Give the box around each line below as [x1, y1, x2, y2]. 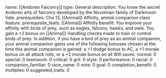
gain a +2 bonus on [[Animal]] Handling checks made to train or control [5, 31, 152, 36]
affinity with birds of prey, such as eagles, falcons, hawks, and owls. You [5, 25, 155, 31]
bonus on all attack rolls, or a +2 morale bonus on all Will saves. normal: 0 [5, 51, 157, 57]
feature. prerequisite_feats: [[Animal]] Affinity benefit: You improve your [5, 20, 153, 26]
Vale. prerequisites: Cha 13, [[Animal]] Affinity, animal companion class [5, 15, 151, 20]
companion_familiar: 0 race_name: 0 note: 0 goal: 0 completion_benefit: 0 [5, 62, 157, 68]
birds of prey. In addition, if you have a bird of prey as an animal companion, [5, 36, 162, 41]
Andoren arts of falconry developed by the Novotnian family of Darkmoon [5, 9, 157, 15]
